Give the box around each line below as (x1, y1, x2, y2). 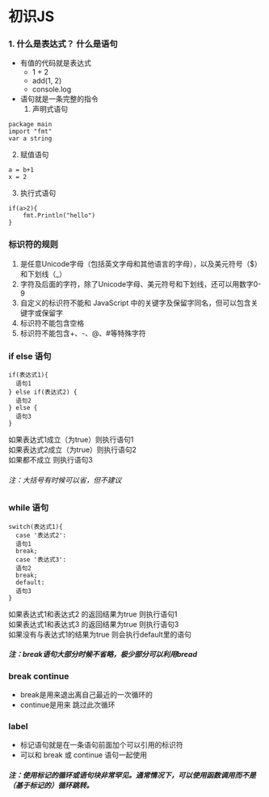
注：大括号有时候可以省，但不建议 (8, 475, 122, 484)
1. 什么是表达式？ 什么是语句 (8, 38, 119, 49)
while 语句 (8, 502, 49, 514)
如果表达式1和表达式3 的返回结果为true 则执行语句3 (8, 619, 179, 629)
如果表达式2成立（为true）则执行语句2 (8, 445, 137, 454)
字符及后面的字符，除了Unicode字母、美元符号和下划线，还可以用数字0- (19, 279, 262, 288)
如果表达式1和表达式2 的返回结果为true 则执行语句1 (8, 609, 178, 619)
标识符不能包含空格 (19, 318, 85, 328)
